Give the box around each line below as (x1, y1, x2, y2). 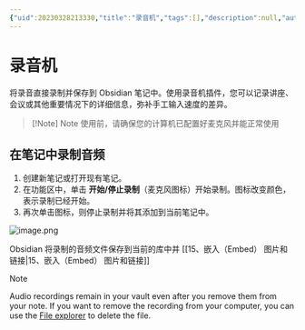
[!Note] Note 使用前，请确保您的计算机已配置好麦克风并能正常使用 (31, 117, 280, 128)
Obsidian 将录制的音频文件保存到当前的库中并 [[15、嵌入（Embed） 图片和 (9, 244, 289, 255)
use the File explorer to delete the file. (9, 310, 152, 321)
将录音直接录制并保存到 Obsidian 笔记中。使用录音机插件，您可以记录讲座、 (9, 87, 294, 98)
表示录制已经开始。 (22, 195, 95, 206)
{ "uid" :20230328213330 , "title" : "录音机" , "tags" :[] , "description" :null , (9, 13, 282, 23)
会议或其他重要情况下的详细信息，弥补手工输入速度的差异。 (9, 98, 232, 109)
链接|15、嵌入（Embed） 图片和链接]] (9, 255, 150, 266)
